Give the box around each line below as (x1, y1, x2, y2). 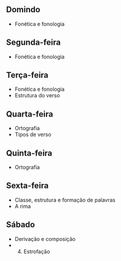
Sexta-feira (6, 181, 49, 191)
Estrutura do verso (14, 92, 60, 99)
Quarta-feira (6, 109, 53, 119)
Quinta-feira (6, 148, 53, 158)
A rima (14, 203, 31, 210)
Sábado (6, 220, 35, 230)
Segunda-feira (6, 38, 61, 48)
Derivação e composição (14, 235, 76, 242)
